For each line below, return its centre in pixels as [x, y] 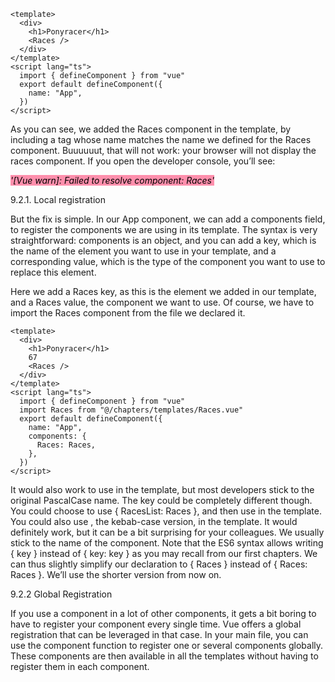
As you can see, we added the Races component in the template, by [151, 129]
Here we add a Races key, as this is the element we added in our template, [163, 291]
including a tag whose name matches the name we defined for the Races [161, 139]
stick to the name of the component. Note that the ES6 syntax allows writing [167, 543]
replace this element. [53, 272]
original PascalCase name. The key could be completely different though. [161, 500]
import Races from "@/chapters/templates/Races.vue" [131, 410]
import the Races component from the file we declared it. [128, 313]
